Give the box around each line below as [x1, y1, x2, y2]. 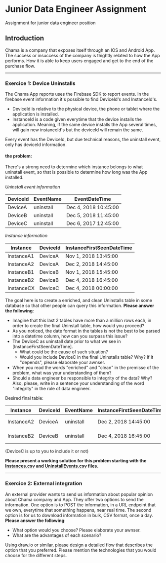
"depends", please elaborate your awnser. [19, 359, 105, 366]
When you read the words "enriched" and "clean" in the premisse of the [12, 365, 159, 371]
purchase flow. [5, 63, 36, 69]
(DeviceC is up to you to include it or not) [5, 448, 89, 454]
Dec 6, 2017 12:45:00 [66, 220, 120, 227]
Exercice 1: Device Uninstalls [5, 80, 76, 87]
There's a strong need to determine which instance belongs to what [5, 164, 143, 170]
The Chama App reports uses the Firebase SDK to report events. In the [5, 91, 149, 97]
